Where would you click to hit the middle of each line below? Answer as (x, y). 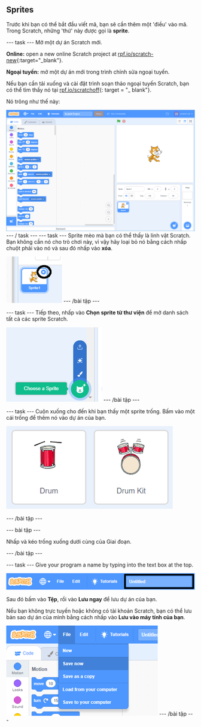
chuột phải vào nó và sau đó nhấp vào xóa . (59, 249)
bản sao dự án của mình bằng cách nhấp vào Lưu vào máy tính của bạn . (96, 617)
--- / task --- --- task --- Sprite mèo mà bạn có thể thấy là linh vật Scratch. (98, 235)
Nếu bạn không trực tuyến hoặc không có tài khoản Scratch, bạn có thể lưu (99, 611)
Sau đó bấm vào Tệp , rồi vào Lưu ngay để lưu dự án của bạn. (82, 599)
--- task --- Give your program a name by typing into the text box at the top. (100, 565)
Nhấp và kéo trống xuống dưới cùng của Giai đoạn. (69, 542)
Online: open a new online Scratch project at (61, 54)
